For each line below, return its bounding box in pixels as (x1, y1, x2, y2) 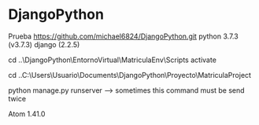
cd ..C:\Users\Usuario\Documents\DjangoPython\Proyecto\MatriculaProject (8, 70, 252, 79)
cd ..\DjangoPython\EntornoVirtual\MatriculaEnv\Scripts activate (8, 55, 216, 64)
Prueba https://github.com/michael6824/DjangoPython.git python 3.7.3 (8, 31, 239, 41)
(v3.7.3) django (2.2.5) (8, 39, 80, 49)
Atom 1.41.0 (8, 108, 46, 119)
